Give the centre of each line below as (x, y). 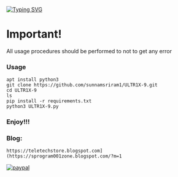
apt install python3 (33, 80)
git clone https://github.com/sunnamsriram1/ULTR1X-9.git (82, 85)
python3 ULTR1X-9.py (33, 107)
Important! (34, 34)
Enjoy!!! (18, 122)
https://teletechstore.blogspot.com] (55, 151)
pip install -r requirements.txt (49, 101)
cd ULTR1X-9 (21, 91)
